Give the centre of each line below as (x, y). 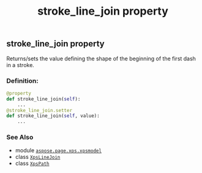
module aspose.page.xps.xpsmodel (58, 150)
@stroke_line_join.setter (39, 110)
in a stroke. (21, 65)
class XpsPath (32, 163)
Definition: (22, 80)
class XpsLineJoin (38, 157)
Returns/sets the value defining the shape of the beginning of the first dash (101, 58)
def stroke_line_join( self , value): (53, 116)
